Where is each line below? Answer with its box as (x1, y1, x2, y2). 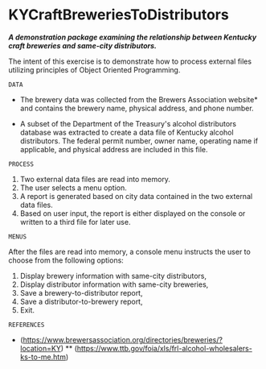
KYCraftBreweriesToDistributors (8, 6, 229, 24)
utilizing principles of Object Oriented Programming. (8, 64, 181, 74)
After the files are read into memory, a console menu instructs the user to (8, 247, 251, 256)
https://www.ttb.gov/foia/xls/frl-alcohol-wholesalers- (76, 343, 253, 353)
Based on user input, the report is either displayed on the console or (19, 208, 246, 218)
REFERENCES (8, 321, 45, 329)
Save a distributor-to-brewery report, (19, 296, 143, 306)
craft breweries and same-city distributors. (8, 40, 157, 50)
